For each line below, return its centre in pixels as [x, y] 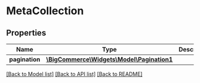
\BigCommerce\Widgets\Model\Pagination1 [110, 59]
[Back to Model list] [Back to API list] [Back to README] [74, 74]
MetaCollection [45, 11]
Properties [26, 33]
